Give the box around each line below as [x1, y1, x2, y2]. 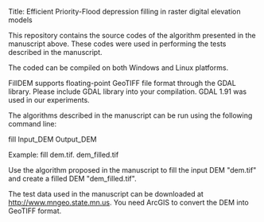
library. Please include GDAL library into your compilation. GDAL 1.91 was [8, 87, 247, 96]
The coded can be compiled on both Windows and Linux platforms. [8, 63, 229, 72]
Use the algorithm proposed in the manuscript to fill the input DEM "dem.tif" [8, 166, 257, 174]
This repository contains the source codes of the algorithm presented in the [8, 31, 256, 40]
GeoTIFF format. [8, 206, 62, 216]
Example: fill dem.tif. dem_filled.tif [8, 150, 119, 159]
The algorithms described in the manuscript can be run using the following [8, 111, 253, 120]
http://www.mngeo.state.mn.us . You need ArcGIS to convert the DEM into [8, 198, 249, 207]
